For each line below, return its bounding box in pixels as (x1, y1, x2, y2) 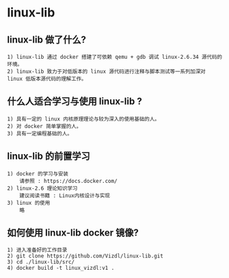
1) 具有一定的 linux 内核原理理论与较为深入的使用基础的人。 (7, 115, 160, 123)
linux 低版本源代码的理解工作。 (7, 75, 87, 82)
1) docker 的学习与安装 (7, 170, 68, 177)
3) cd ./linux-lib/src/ (7, 259, 75, 266)
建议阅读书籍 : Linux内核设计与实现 (19, 192, 111, 199)
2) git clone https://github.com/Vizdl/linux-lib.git (7, 253, 164, 260)
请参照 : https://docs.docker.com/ (19, 177, 118, 184)
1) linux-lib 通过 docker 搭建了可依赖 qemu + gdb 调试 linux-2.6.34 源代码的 (7, 53, 222, 60)
